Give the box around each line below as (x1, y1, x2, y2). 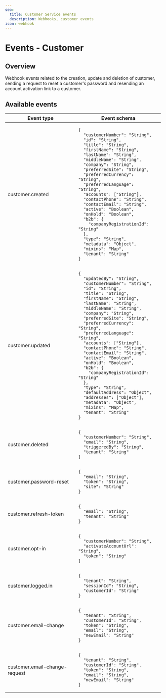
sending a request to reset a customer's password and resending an (5, 80, 144, 87)
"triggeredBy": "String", (83, 444, 144, 450)
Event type (27, 115, 54, 122)
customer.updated (7, 342, 50, 349)
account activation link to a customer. (5, 86, 82, 92)
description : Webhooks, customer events (9, 16, 94, 21)
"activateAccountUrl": (83, 543, 137, 549)
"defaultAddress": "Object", (83, 390, 152, 395)
